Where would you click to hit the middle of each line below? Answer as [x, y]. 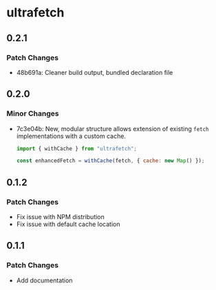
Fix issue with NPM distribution [60, 217]
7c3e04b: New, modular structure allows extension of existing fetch [112, 129]
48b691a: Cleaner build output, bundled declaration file [95, 72]
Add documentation [44, 280]
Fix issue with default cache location [68, 224]
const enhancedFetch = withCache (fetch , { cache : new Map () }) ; [110, 161]
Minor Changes [33, 113]
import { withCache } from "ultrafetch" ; [77, 148]
